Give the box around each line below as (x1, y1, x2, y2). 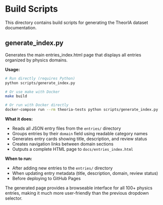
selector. (5, 195, 23, 201)
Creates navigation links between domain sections (12, 141, 114, 147)
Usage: (5, 66, 20, 72)
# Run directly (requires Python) (5, 76, 76, 81)
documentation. (5, 24, 37, 30)
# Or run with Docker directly (5, 102, 69, 108)
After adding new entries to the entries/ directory (12, 165, 113, 171)
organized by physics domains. (5, 57, 68, 63)
